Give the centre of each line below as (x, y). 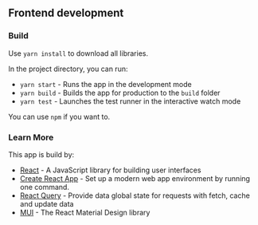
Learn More (31, 137)
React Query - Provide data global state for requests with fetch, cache (135, 195)
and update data (47, 203)
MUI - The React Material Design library (85, 212)
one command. (45, 187)
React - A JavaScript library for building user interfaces (110, 170)
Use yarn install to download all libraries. (78, 53)
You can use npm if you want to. (59, 116)
